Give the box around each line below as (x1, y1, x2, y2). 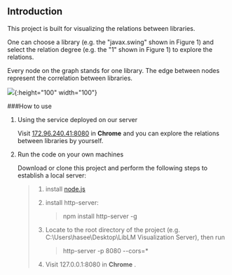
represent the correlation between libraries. (7, 74, 133, 82)
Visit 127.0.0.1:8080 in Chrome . (45, 260, 137, 269)
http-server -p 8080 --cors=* (62, 246, 149, 255)
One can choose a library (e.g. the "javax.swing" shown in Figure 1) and (7, 38, 214, 46)
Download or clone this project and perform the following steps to (17, 163, 208, 172)
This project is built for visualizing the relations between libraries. (7, 24, 196, 32)
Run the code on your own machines (17, 150, 124, 159)
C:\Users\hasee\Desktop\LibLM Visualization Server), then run (45, 233, 226, 241)
